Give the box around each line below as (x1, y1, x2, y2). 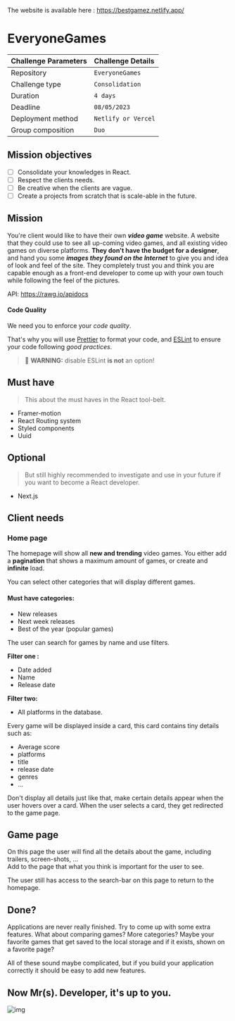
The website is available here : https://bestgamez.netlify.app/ (7, 6, 184, 14)
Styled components (17, 424, 75, 432)
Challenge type (11, 79, 61, 89)
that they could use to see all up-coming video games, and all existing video (7, 239, 228, 247)
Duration (11, 91, 40, 101)
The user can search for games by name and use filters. (7, 638, 170, 646)
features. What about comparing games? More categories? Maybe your (7, 930, 215, 939)
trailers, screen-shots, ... (7, 855, 79, 863)
